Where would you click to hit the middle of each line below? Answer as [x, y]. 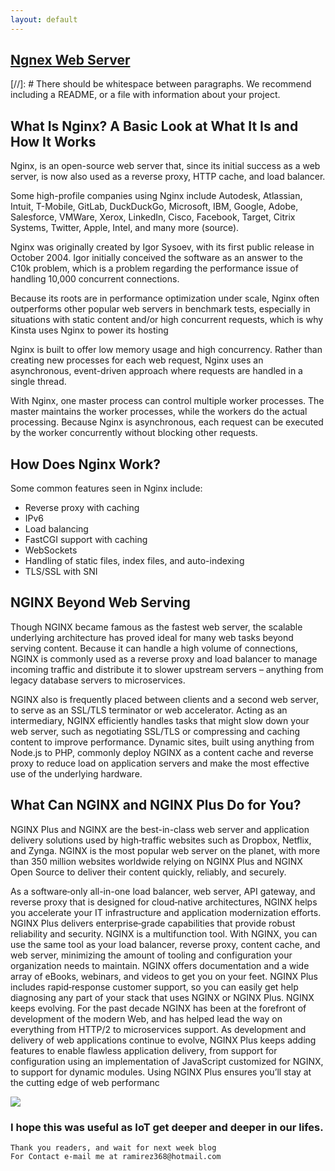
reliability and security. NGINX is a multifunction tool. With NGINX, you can [164, 933]
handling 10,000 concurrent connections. [95, 279]
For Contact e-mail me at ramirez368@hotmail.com [116, 1156]
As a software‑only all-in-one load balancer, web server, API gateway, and [163, 891]
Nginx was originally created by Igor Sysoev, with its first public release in [162, 247]
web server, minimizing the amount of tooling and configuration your [151, 955]
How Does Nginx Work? [86, 464]
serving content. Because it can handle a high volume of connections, [154, 648]
